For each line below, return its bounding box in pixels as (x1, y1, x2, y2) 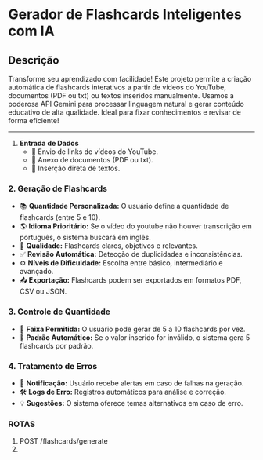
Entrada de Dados (19, 139, 80, 148)
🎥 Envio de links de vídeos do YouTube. (31, 147, 159, 156)
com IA (8, 22, 55, 40)
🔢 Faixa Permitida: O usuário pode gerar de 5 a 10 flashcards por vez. (19, 324, 246, 334)
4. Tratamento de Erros (8, 360, 98, 371)
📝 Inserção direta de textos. (31, 163, 121, 173)
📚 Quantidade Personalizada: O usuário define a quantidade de (19, 202, 229, 211)
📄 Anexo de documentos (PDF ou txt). (31, 155, 154, 164)
